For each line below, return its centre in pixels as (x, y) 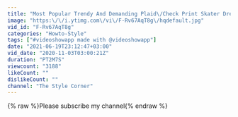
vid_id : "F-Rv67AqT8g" (41, 27)
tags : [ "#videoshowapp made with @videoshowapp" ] (82, 40)
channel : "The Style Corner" (50, 86)
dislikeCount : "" (33, 79)
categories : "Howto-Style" (47, 33)
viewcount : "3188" (34, 66)
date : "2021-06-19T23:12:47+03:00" (60, 47)
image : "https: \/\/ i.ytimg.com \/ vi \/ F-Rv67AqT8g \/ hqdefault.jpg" (106, 20)
